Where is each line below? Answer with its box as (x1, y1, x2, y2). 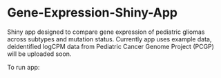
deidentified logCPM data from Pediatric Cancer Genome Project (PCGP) (7, 42, 214, 50)
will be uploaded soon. (7, 50, 72, 58)
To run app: (7, 63, 40, 71)
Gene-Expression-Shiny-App (7, 5, 178, 21)
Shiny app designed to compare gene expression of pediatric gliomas (7, 28, 205, 36)
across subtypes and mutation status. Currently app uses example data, (7, 35, 212, 43)
